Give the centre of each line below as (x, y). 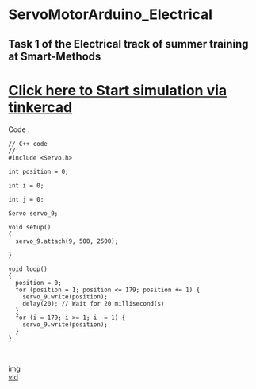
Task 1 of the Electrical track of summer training (128, 44)
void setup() (30, 227)
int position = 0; (38, 171)
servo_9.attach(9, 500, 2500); (67, 241)
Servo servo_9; (33, 213)
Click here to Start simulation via (118, 90)
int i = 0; (26, 185)
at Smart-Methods (55, 56)
